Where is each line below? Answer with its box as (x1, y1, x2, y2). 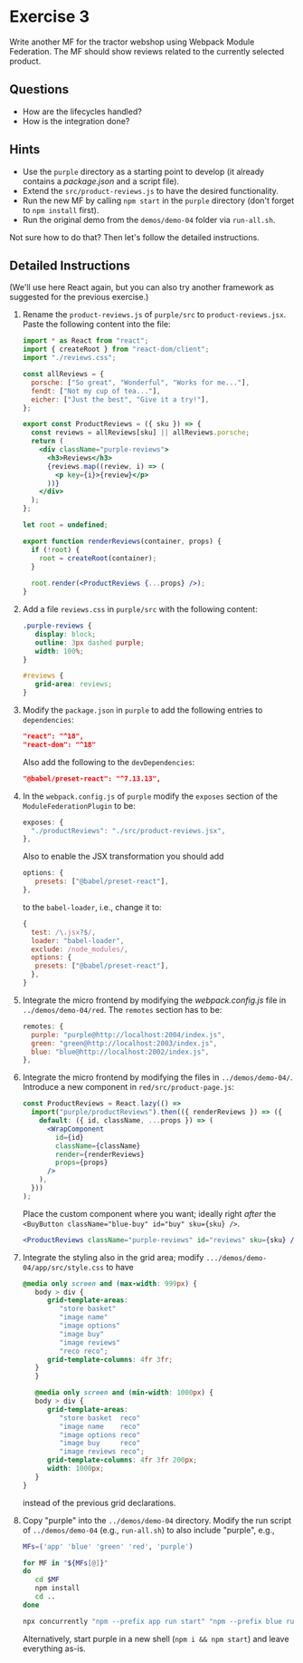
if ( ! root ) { (31, 545, 80, 554)
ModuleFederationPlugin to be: (22, 800, 136, 811)
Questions (9, 82, 70, 97)
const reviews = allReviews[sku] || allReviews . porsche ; (31, 428, 251, 437)
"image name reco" (59, 1422, 141, 1431)
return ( (31, 437, 64, 446)
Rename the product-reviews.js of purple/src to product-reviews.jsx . (22, 309, 287, 320)
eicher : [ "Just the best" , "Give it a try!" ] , (31, 394, 210, 404)
